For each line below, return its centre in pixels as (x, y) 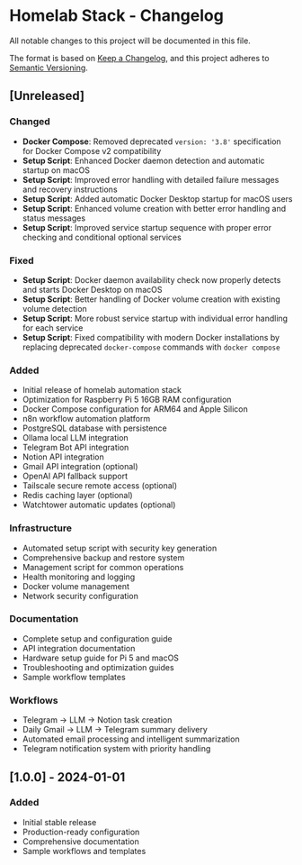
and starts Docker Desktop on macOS (92, 289)
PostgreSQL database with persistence (95, 428)
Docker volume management (76, 586)
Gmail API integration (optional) (80, 467)
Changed (30, 122)
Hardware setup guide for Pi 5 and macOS (101, 658)
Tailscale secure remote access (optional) (100, 486)
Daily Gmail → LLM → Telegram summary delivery (115, 730)
